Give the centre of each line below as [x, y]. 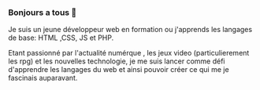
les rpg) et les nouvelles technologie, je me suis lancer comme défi [117, 61]
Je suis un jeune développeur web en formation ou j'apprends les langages [130, 30]
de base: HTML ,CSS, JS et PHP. [61, 38]
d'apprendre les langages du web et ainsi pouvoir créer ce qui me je [119, 70]
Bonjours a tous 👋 [43, 13]
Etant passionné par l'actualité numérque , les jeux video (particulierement [129, 53]
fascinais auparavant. [43, 78]
